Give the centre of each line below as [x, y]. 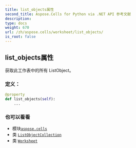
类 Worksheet [25, 140]
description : [18, 18]
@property [15, 94]
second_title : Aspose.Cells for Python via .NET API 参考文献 [68, 14]
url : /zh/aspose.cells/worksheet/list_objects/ [54, 32]
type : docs [16, 23]
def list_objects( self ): [30, 99]
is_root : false [20, 37]
